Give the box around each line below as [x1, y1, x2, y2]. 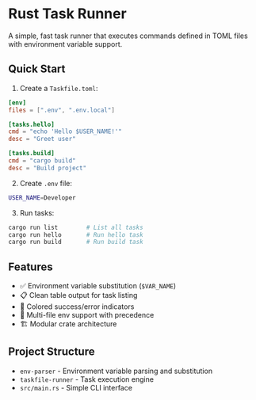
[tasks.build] [8, 150, 55, 158]
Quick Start [8, 63, 66, 76]
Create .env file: [19, 178, 73, 188]
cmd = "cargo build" [8, 157, 77, 165]
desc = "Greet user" [8, 135, 77, 143]
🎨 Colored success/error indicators [19, 302, 135, 311]
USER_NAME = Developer [8, 193, 77, 202]
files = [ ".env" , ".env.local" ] [8, 106, 115, 114]
